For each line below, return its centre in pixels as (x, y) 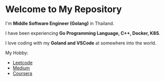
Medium (21, 68)
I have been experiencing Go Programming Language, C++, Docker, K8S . (83, 33)
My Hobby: (17, 53)
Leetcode (23, 62)
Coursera (22, 73)
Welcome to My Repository (63, 9)
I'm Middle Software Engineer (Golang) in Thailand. (60, 23)
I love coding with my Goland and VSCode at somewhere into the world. (81, 43)
